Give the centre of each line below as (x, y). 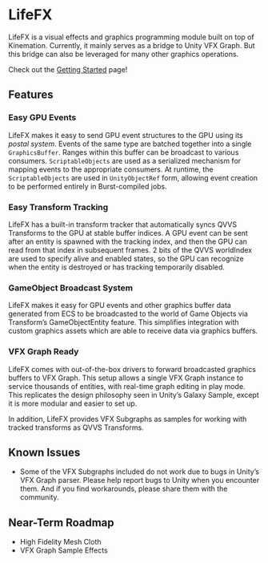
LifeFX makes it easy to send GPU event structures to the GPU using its (126, 135)
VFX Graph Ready (44, 352)
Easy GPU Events (42, 118)
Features (31, 95)
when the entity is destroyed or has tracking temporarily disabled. (117, 267)
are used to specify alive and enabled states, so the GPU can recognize (126, 258)
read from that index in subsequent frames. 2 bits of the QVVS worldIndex (130, 249)
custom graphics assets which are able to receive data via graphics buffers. (133, 331)
